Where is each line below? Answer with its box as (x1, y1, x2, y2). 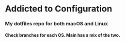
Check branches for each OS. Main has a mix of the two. (5, 32, 120, 38)
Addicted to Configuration (5, 3, 112, 14)
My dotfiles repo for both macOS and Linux (5, 21, 108, 27)
